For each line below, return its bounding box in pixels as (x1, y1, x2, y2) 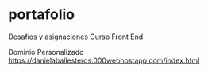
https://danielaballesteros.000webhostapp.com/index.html (8, 56, 200, 65)
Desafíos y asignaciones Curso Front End (8, 32, 144, 41)
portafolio (8, 6, 75, 24)
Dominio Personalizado (8, 47, 84, 56)
